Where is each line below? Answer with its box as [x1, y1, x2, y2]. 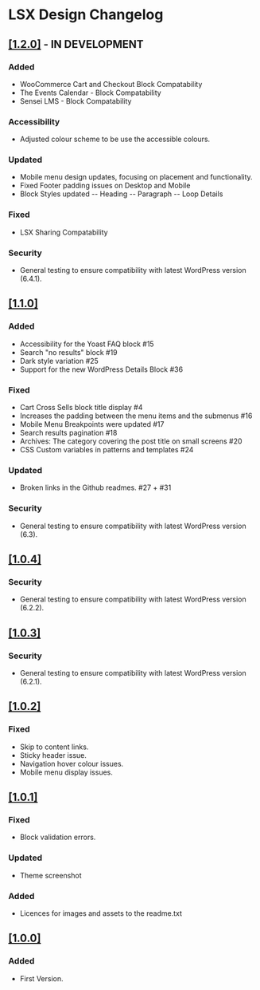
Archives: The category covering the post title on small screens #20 [19, 436, 243, 446]
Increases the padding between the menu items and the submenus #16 [19, 411, 253, 420]
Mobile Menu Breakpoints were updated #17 [19, 420, 165, 429]
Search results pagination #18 [19, 428, 118, 438]
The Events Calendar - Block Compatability [19, 88, 161, 97]
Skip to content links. [19, 742, 89, 751]
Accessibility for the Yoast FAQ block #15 [19, 339, 154, 349]
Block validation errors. [19, 832, 96, 842]
